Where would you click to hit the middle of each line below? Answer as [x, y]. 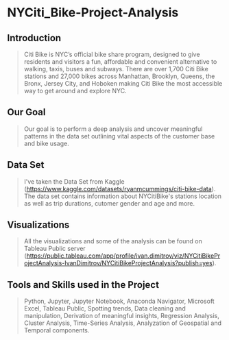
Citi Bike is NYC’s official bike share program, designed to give [112, 54]
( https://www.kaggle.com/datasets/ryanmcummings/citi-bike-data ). [120, 189]
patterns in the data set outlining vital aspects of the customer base [119, 136]
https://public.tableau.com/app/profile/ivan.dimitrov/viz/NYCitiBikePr [123, 256]
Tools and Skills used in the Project [83, 285]
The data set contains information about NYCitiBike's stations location [122, 196]
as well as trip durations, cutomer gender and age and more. [109, 203]
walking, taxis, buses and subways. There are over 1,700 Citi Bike [116, 69]
